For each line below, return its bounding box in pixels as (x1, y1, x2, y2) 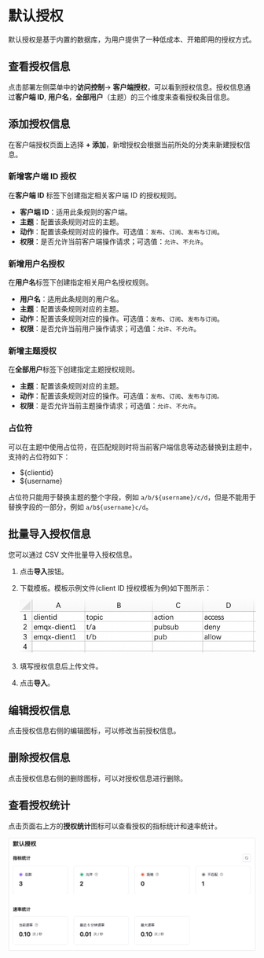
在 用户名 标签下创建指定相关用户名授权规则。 (8, 278, 153, 287)
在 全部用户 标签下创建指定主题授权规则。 (8, 365, 139, 374)
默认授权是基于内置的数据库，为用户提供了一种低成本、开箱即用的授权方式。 (8, 35, 256, 44)
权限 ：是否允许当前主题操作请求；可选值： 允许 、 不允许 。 (19, 401, 201, 411)
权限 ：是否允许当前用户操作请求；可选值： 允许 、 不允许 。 (19, 324, 201, 333)
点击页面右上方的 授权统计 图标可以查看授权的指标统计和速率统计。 (8, 821, 222, 831)
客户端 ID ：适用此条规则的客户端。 (19, 207, 132, 216)
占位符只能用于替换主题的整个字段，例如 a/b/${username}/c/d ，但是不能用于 (8, 492, 256, 502)
